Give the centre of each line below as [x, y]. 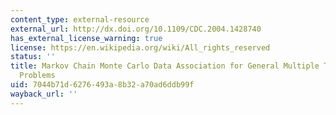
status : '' [33, 57]
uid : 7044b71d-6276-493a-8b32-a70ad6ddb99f [102, 85]
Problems [37, 76]
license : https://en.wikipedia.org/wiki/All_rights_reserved [140, 47]
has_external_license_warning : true [86, 38]
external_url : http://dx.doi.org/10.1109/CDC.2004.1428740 [136, 29]
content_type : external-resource [80, 19]
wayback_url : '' [44, 94]
